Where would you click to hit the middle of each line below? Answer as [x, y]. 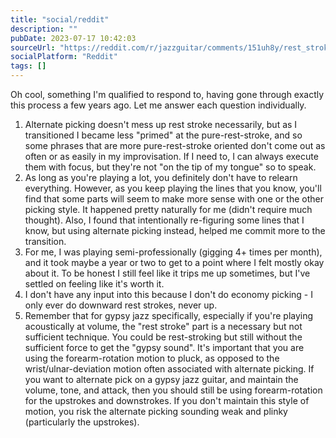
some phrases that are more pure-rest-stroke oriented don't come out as [175, 145]
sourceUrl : [33, 47]
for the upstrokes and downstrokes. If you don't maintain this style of [167, 400]
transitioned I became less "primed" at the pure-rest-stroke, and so [163, 135]
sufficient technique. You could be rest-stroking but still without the [163, 337]
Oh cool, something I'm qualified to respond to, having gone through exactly [167, 94]
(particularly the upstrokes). [82, 422]
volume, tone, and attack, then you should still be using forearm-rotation [173, 390]
